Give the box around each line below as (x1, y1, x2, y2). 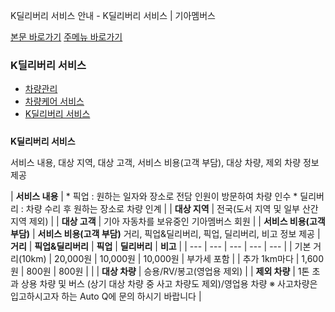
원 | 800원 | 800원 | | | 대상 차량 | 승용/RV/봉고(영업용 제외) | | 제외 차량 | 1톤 (10, 265, 310, 277)
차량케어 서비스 (24, 95, 85, 108)
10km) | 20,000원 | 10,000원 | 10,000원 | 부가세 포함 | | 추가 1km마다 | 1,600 (21, 252, 325, 264)
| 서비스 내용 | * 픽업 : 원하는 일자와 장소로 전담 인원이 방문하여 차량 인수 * (10, 190, 298, 202)
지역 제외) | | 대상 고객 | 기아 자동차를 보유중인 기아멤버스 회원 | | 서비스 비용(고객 (10, 215, 326, 227)
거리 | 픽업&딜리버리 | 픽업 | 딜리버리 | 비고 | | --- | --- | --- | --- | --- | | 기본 (10, 240, 312, 252)
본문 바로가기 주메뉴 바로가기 (10, 31, 123, 43)
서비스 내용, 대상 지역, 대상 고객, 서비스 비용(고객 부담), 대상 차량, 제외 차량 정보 (10, 156, 320, 168)
